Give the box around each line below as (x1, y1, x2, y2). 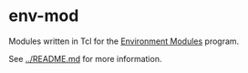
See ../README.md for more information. (8, 53, 162, 64)
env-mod (8, 5, 79, 26)
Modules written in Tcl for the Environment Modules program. (8, 36, 240, 47)
